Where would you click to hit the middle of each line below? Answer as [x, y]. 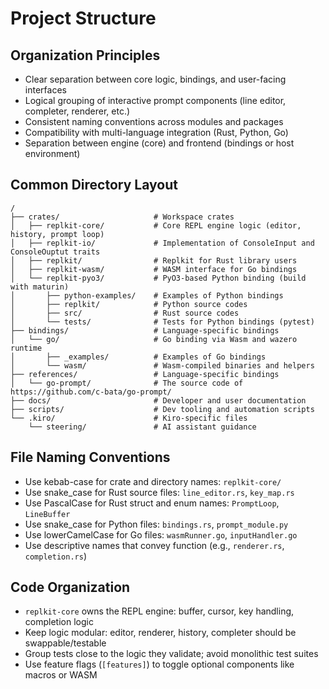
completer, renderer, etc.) [77, 111]
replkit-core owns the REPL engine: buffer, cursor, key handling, [159, 611]
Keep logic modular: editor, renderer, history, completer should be [160, 633]
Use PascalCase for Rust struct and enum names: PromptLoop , [152, 503]
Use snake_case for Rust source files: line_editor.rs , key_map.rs [159, 492]
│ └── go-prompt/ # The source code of [127, 383]
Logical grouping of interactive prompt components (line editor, [155, 100]
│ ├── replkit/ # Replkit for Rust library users [154, 260]
